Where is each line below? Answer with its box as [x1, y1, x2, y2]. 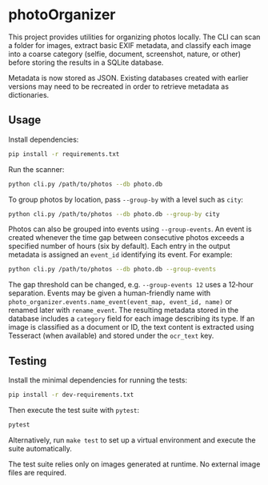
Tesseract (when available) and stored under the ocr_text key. [8, 331, 214, 341]
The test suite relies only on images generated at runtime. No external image [8, 459, 261, 469]
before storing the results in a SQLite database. [8, 58, 164, 67]
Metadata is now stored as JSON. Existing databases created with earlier [8, 73, 249, 82]
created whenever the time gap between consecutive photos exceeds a [8, 233, 245, 242]
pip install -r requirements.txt [8, 150, 120, 158]
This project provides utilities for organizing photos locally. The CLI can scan [8, 32, 261, 42]
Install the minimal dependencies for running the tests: [8, 375, 188, 385]
